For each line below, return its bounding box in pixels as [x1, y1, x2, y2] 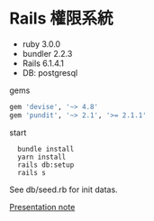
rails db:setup [17, 160, 75, 170]
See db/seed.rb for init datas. [9, 184, 119, 195]
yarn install [17, 152, 67, 161]
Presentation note [9, 201, 76, 212]
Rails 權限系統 [9, 8, 113, 29]
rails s [17, 168, 47, 177]
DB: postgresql [22, 67, 78, 78]
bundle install [17, 144, 75, 153]
